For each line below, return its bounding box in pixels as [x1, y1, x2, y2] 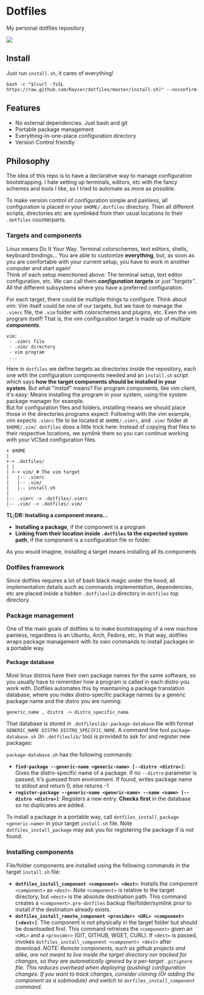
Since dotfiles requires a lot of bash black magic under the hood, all [6, 577, 175, 584]
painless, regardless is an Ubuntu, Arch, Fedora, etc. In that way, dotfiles [6, 631, 188, 639]
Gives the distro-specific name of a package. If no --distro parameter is [15, 769, 197, 776]
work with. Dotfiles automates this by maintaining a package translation [6, 685, 185, 692]
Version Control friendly [15, 138, 75, 146]
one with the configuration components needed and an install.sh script [6, 372, 188, 379]
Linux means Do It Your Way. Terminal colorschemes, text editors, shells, [6, 245, 188, 253]
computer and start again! [6, 264, 71, 271]
